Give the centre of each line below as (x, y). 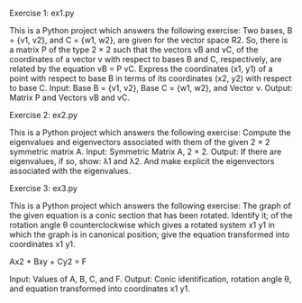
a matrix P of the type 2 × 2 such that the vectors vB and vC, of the (134, 50)
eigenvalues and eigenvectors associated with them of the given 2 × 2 (140, 142)
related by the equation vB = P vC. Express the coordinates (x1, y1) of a (141, 69)
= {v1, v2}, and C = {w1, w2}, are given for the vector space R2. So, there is (149, 40)
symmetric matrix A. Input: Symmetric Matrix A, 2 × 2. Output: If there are (146, 151)
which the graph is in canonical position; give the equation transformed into (150, 234)
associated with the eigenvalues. (70, 171)
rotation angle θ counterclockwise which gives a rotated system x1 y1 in (142, 225)
